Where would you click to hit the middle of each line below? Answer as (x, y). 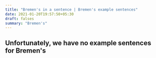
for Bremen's (25, 50)
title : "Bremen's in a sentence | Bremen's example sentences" (72, 10)
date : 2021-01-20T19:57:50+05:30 (39, 14)
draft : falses (20, 19)
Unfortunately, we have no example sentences (78, 43)
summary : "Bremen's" (26, 23)
